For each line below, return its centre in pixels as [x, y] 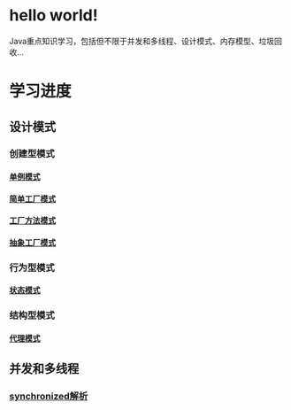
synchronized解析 [49, 397]
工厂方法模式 [32, 220]
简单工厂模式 [32, 198]
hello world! [54, 15]
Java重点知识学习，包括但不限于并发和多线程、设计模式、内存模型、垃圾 [142, 41]
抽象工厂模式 [32, 242]
